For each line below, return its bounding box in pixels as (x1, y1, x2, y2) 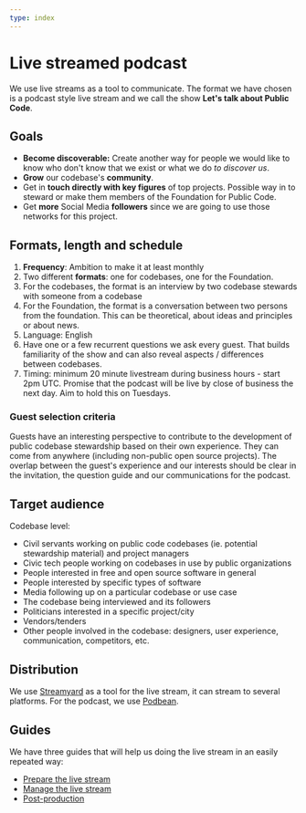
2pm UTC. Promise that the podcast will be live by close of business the (22, 378, 294, 389)
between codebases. (22, 359, 102, 370)
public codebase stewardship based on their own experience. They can (9, 441, 280, 452)
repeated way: (9, 756, 64, 766)
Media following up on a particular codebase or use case (22, 587, 237, 598)
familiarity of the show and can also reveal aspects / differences (22, 349, 265, 360)
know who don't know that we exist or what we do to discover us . (22, 162, 269, 173)
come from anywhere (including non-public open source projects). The (9, 451, 277, 462)
